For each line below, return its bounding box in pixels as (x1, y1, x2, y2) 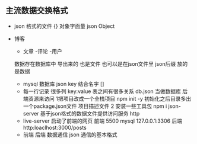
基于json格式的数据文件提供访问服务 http (40, 110, 140, 117)
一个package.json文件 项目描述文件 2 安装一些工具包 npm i (23, 103, 167, 110)
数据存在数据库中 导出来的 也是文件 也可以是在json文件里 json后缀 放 (14, 60, 183, 67)
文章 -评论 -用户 (23, 47, 63, 55)
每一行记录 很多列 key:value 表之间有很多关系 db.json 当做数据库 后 (23, 88, 188, 95)
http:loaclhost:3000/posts (23, 124, 87, 131)
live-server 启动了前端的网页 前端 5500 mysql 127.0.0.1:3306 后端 (23, 117, 182, 124)
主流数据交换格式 (5, 5, 68, 16)
